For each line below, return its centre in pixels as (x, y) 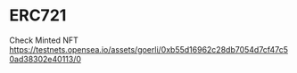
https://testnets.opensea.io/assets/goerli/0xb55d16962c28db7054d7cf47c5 (148, 49)
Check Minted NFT (44, 40)
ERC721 (38, 16)
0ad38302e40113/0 (45, 59)
